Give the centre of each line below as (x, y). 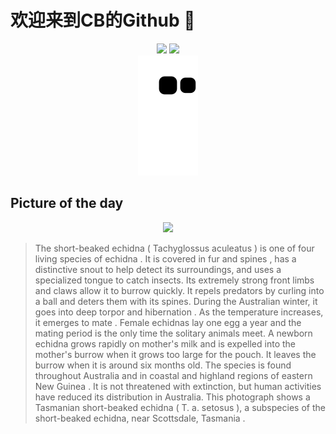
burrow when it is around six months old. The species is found (163, 365)
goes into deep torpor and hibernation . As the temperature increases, (179, 312)
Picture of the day (67, 203)
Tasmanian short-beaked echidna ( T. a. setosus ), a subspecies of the (180, 407)
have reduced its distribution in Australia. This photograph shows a (172, 397)
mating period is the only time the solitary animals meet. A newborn (173, 333)
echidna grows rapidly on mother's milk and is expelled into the (165, 343)
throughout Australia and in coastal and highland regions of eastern (173, 375)
